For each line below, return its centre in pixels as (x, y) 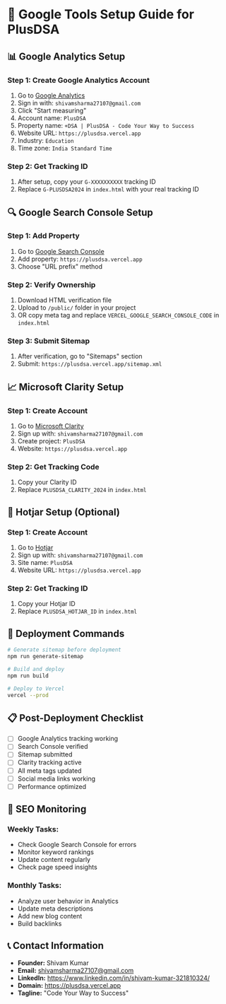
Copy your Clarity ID (47, 482)
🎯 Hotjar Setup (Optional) (64, 512)
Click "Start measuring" (52, 110)
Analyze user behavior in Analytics (68, 901)
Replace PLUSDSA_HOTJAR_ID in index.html (77, 612)
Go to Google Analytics (51, 95)
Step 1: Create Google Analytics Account (79, 80)
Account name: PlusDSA (52, 118)
